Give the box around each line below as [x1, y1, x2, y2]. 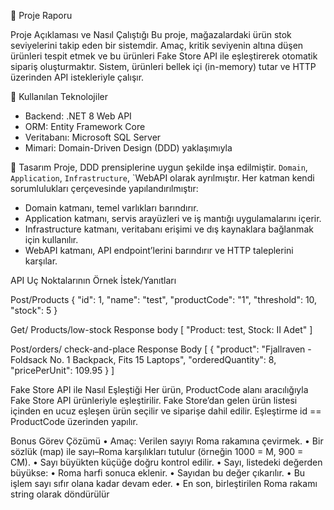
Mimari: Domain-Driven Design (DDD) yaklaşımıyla [24, 142, 233, 154]
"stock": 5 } [10, 305, 58, 316]
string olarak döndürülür [10, 488, 110, 500]
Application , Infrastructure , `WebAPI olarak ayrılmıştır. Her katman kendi [10, 172, 315, 184]
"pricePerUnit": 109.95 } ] [10, 365, 115, 376]
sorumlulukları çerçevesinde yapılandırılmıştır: [10, 183, 199, 194]
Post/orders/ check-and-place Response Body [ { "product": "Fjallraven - [10, 343, 312, 355]
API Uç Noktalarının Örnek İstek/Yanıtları [10, 275, 177, 286]
